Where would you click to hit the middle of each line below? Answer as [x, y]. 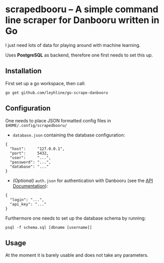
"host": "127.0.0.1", [37, 149]
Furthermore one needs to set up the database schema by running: [76, 218]
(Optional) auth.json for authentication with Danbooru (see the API [83, 180]
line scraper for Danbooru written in [82, 20]
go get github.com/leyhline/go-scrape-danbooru [57, 93]
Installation [23, 71]
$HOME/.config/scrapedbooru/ [36, 125]
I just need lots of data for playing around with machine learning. [73, 45]
